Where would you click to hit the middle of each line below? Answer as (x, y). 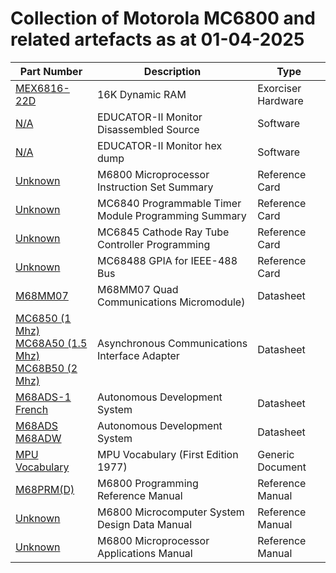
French (32, 409)
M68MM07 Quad (137, 289)
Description (172, 71)
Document (282, 467)
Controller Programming (153, 244)
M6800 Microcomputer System (170, 512)
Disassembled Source (148, 129)
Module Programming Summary (171, 215)
